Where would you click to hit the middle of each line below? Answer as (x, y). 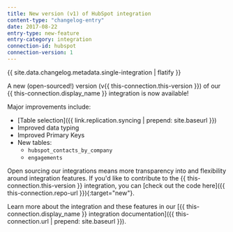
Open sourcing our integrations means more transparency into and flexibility (117, 171)
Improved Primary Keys (51, 135)
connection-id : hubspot (42, 46)
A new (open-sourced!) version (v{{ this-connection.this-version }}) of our (114, 86)
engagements (45, 157)
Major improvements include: (49, 107)
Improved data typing (48, 127)
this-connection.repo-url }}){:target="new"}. (71, 193)
